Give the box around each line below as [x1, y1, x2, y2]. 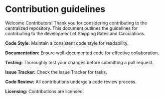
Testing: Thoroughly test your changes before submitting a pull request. [5, 59, 154, 65]
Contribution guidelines [5, 3, 106, 15]
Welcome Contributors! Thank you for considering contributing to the [5, 20, 147, 26]
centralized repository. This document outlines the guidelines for [5, 25, 138, 31]
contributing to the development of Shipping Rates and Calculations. [5, 30, 146, 36]
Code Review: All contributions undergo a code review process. [5, 79, 137, 85]
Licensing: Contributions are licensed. [5, 88, 84, 94]
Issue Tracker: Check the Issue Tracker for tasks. [5, 69, 107, 75]
